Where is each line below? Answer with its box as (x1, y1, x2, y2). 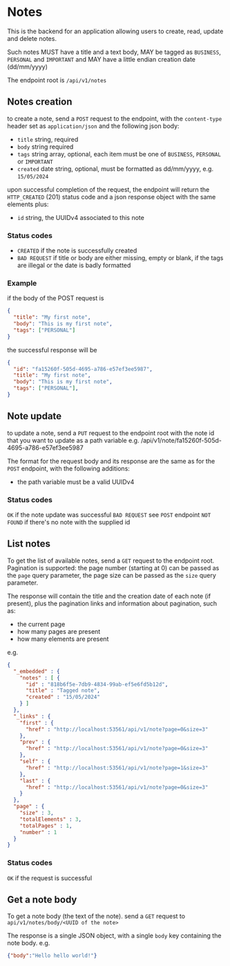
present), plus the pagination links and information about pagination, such (7, 599, 218, 608)
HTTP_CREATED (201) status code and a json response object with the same (7, 192, 216, 201)
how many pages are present (17, 627, 101, 635)
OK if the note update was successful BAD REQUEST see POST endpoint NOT (7, 511, 211, 519)
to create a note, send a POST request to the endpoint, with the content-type (7, 114, 222, 122)
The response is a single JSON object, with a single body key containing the (7, 931, 222, 940)
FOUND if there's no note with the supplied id (7, 518, 131, 527)
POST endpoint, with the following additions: (7, 464, 130, 473)
